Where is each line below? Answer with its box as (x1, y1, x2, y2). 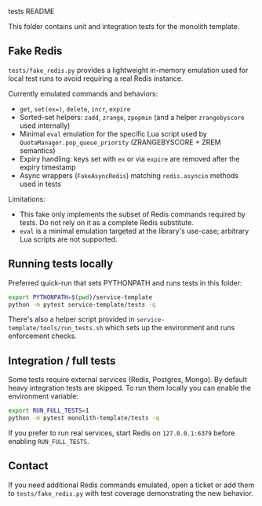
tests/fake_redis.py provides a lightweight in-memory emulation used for (8, 65, 249, 75)
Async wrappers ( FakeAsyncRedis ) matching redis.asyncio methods (19, 170, 239, 180)
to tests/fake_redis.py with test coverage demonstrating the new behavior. (8, 488, 253, 497)
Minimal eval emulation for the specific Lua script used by (19, 129, 208, 138)
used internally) (19, 121, 71, 130)
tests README (8, 7, 55, 16)
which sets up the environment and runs (104, 323, 235, 333)
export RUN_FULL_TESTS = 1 (8, 407, 89, 415)
